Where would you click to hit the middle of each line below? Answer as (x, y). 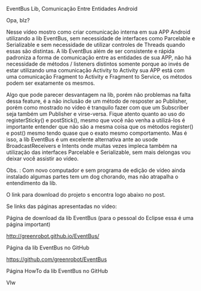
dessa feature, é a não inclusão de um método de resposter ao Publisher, (97, 101)
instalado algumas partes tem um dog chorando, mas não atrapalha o (92, 176)
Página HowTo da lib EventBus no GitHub (57, 271)
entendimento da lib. (32, 183)
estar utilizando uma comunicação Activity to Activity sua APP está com (95, 70)
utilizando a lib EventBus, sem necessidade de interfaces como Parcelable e (101, 38)
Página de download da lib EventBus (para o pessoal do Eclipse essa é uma (100, 218)
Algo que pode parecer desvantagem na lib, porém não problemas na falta (99, 95)
